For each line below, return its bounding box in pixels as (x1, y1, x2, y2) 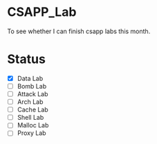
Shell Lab (17, 114, 44, 122)
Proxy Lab (17, 129, 46, 137)
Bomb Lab (17, 82, 47, 90)
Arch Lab (17, 98, 44, 106)
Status (7, 51, 46, 67)
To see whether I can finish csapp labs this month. (7, 27, 151, 35)
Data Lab (17, 74, 44, 82)
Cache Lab (17, 105, 48, 114)
